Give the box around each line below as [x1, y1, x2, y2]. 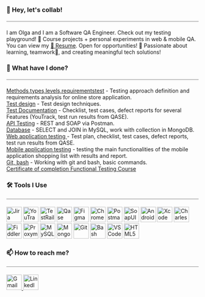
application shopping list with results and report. [6, 152, 128, 159]
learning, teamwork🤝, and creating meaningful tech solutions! [6, 48, 161, 56]
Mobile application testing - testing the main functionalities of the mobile [6, 145, 189, 152]
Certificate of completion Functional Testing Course [6, 165, 136, 172]
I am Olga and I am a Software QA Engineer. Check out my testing [6, 29, 171, 36]
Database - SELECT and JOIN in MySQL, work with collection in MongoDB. [6, 126, 195, 133]
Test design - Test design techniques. [6, 100, 102, 107]
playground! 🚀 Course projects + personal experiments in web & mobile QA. [6, 35, 196, 42]
